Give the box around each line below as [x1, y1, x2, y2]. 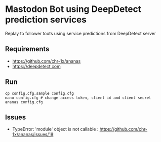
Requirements [5, 45, 49, 53]
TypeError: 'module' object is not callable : [12, 126, 99, 132]
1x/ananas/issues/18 [12, 132, 54, 138]
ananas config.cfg [5, 99, 43, 105]
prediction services [5, 14, 87, 25]
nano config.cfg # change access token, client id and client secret [5, 95, 152, 100]
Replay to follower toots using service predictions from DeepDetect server [5, 30, 157, 36]
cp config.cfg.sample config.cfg [5, 91, 74, 96]
